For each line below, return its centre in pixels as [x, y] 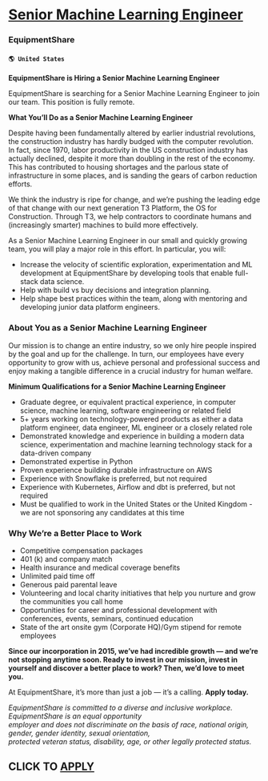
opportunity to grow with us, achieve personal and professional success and [134, 362]
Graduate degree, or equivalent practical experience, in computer [128, 402]
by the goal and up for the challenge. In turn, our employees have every [126, 354]
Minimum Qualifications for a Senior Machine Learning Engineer [117, 386]
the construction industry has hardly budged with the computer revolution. [131, 142]
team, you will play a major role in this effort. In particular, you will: [117, 249]
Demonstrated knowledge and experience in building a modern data [132, 436]
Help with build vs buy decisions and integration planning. [115, 290]
